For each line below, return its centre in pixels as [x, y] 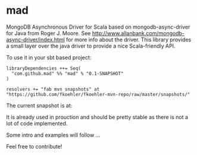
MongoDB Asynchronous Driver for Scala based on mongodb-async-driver [98, 27]
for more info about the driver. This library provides [129, 39]
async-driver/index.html [36, 39]
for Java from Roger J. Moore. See [49, 33]
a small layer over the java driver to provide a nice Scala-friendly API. [91, 46]
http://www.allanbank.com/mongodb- [138, 33]
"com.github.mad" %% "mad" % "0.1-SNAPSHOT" [68, 73]
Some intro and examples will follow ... [53, 135]
